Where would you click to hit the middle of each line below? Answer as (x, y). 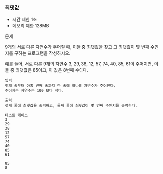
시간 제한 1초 (25, 20)
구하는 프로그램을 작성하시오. (42, 53)
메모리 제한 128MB (31, 26)
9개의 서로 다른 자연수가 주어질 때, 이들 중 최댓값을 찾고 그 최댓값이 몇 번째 (77, 47)
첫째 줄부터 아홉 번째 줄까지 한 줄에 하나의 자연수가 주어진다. (61, 86)
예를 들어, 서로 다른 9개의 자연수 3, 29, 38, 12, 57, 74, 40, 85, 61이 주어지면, (79, 64)
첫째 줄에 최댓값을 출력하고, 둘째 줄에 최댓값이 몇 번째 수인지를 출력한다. (71, 106)
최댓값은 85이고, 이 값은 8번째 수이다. (52, 70)
